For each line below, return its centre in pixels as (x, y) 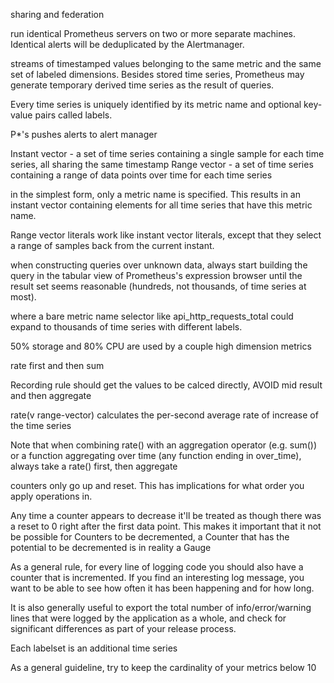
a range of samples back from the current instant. (112, 245)
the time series (41, 425)
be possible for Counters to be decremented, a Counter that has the (150, 537)
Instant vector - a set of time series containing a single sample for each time (167, 153)
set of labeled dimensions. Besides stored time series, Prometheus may (157, 74)
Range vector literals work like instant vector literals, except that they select (166, 235)
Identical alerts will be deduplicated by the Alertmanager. (127, 44)
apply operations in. (51, 496)
